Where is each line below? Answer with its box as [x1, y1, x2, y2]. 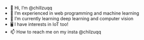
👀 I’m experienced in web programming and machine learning [10, 10, 139, 16]
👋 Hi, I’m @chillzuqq [10, 5, 52, 11]
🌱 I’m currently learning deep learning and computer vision [10, 16, 134, 21]
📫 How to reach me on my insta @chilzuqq [10, 29, 102, 35]
